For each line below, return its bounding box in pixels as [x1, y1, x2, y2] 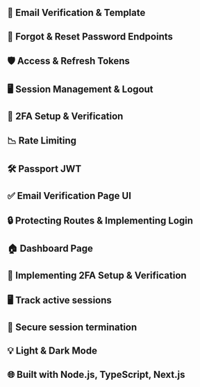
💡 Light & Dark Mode [7, 345, 97, 357]
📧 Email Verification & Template [7, 7, 146, 19]
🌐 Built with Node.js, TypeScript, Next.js [7, 368, 185, 380]
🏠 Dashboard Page [7, 242, 94, 254]
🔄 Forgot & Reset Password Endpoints [7, 31, 174, 42]
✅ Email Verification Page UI [7, 190, 132, 202]
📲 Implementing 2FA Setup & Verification [7, 269, 187, 282]
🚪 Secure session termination [7, 322, 137, 333]
